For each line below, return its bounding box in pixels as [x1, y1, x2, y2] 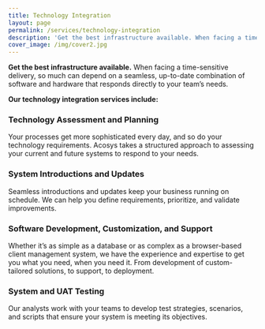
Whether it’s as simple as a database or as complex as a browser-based [8, 241, 242, 251]
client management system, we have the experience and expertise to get [8, 249, 244, 259]
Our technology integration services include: [8, 95, 159, 104]
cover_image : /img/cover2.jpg [8, 41, 108, 49]
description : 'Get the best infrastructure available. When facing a [8, 33, 242, 42]
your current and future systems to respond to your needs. [8, 149, 200, 159]
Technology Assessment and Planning [8, 114, 159, 125]
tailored [8, 266, 33, 276]
